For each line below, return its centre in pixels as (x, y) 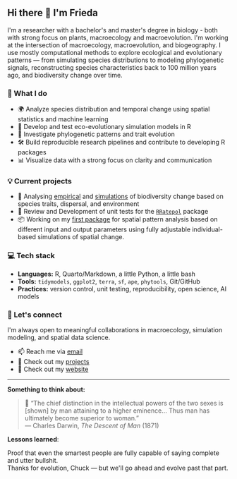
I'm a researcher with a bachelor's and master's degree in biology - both (113, 30)
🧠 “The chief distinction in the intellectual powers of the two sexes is (124, 403)
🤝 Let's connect (35, 315)
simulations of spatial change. (81, 237)
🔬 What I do (27, 93)
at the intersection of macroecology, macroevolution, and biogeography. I (114, 45)
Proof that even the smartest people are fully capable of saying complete (114, 453)
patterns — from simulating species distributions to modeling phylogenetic (116, 60)
